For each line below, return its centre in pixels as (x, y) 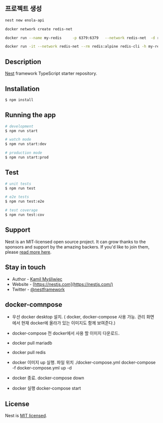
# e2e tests (17, 197)
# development (19, 126)
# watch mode (18, 140)
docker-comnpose (34, 305)
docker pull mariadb (32, 343)
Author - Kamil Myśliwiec (37, 279)
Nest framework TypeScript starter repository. (51, 73)
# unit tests (18, 184)
